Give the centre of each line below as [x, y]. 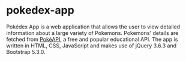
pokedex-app [40, 10]
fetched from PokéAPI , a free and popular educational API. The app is [92, 39]
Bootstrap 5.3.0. [26, 52]
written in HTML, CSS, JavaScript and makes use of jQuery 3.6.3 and [91, 46]
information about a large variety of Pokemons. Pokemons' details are [92, 33]
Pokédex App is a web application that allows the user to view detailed [93, 27]
